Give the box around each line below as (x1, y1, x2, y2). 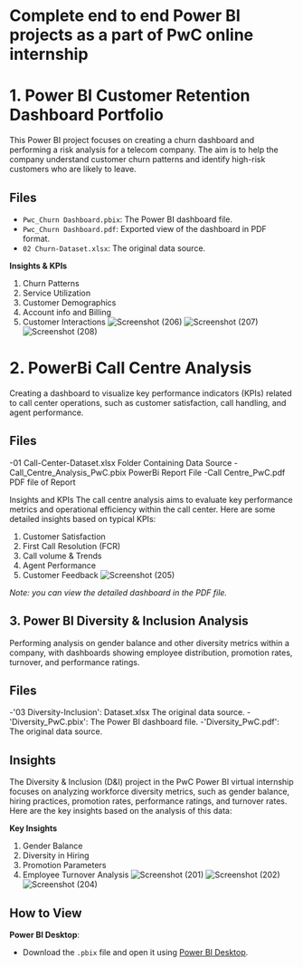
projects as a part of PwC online (9, 24, 254, 45)
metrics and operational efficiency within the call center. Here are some (9, 504, 276, 515)
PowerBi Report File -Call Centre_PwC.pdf (128, 467, 286, 478)
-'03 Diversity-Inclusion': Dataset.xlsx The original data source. (9, 707, 246, 718)
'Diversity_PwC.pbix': (9, 717, 89, 728)
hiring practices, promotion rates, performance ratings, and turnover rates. (9, 796, 288, 807)
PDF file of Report (9, 477, 76, 488)
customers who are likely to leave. (9, 164, 137, 175)
